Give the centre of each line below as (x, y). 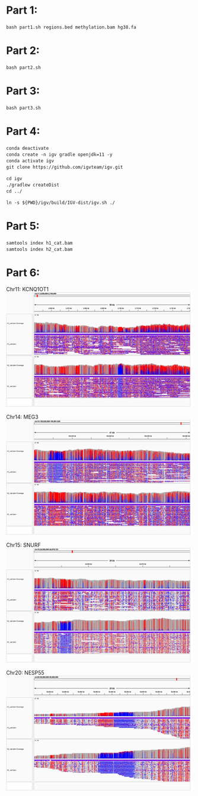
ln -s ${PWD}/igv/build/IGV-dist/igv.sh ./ (61, 203)
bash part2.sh (24, 68)
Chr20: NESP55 (25, 673)
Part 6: (23, 272)
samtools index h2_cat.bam (39, 249)
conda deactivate (28, 148)
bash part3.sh (24, 108)
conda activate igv (30, 161)
